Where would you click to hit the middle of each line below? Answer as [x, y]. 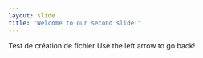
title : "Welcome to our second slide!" [75, 23]
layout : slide [32, 15]
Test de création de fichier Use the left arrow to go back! [102, 45]
